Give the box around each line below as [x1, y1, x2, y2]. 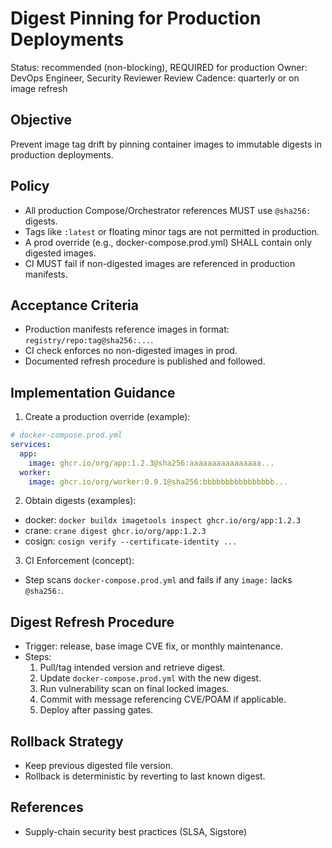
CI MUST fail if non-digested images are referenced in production [24, 257, 296, 269]
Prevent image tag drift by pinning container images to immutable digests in [10, 138, 322, 150]
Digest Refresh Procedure [10, 613, 175, 631]
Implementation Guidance [10, 384, 176, 401]
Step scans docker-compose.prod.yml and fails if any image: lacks [24, 574, 293, 586]
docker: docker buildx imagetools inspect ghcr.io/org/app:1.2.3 [24, 514, 302, 526]
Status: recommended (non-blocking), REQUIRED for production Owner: [10, 61, 308, 73]
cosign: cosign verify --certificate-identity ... [24, 535, 238, 547]
